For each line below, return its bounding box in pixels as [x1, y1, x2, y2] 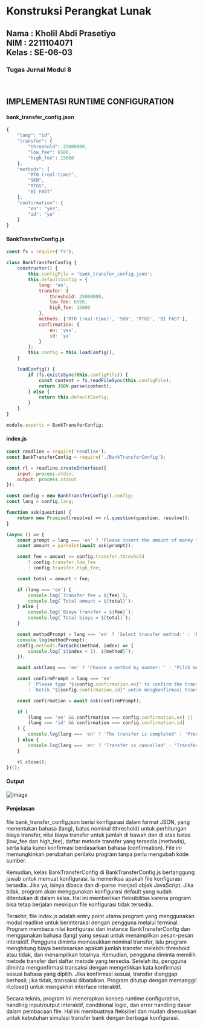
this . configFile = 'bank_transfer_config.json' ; [28, 271, 153, 277]
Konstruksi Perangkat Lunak [6, 4, 152, 18]
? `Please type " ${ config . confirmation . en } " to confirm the [28, 681, 182, 687]
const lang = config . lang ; [6, 499, 74, 505]
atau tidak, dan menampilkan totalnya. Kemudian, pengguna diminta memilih [6, 951, 196, 958]
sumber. [6, 857, 27, 864]
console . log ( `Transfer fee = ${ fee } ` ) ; [28, 592, 129, 598]
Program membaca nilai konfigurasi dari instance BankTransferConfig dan [6, 925, 190, 932]
